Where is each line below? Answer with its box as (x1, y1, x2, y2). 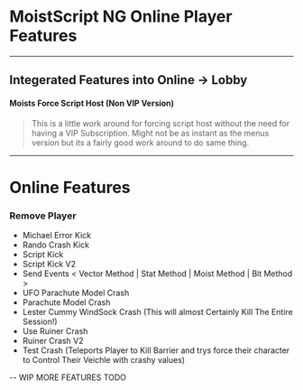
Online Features (9, 177, 131, 198)
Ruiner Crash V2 (22, 336, 84, 347)
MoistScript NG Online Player (9, 6, 233, 27)
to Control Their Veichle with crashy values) (22, 355, 186, 366)
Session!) (22, 316, 58, 327)
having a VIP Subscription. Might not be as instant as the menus (31, 127, 270, 138)
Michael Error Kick (22, 230, 92, 241)
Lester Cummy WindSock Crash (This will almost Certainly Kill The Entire (22, 307, 293, 318)
